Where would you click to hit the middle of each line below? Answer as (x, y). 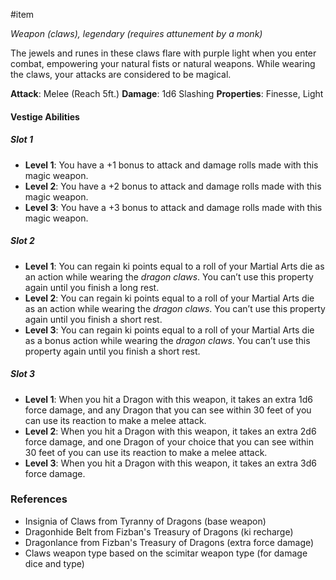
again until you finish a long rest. (92, 287)
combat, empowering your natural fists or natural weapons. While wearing (163, 63)
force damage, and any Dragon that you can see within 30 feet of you (168, 410)
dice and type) (54, 563)
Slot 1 (22, 140)
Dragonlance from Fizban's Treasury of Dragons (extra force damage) (169, 542)
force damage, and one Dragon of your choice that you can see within (169, 441)
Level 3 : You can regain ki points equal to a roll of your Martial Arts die (169, 330)
